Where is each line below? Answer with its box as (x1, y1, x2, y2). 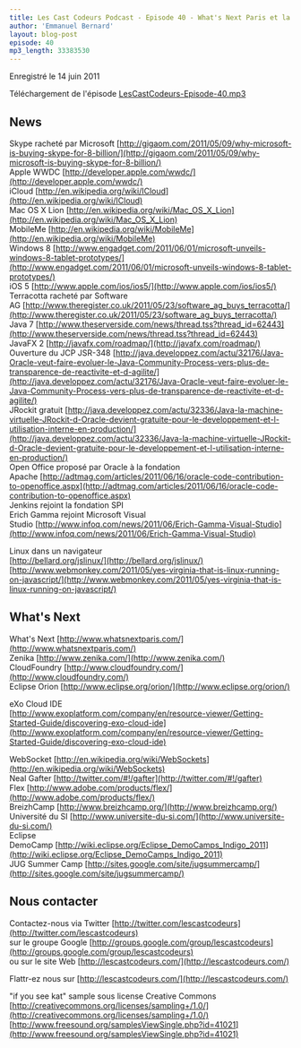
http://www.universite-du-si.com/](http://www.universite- (73, 811, 285, 821)
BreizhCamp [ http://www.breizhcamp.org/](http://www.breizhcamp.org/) (9, 801, 278, 812)
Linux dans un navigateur (9, 545, 103, 556)
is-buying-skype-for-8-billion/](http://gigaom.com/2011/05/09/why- (9, 147, 261, 158)
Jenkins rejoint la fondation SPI (9, 499, 124, 511)
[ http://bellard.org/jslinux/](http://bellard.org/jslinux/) (9, 554, 204, 565)
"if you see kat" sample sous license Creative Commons (9, 991, 217, 1001)
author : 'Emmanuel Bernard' (9, 21, 115, 30)
